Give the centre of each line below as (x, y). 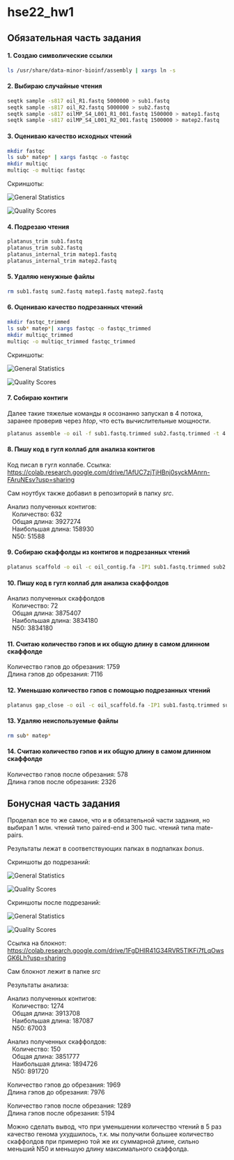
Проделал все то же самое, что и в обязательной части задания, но (109, 820)
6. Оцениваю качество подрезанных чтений (75, 307)
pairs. (15, 835)
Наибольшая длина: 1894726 (55, 1064)
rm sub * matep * (29, 736)
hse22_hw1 (41, 12)
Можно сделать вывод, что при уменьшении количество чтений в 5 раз (114, 1127)
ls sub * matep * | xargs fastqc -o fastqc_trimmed (79, 329)
